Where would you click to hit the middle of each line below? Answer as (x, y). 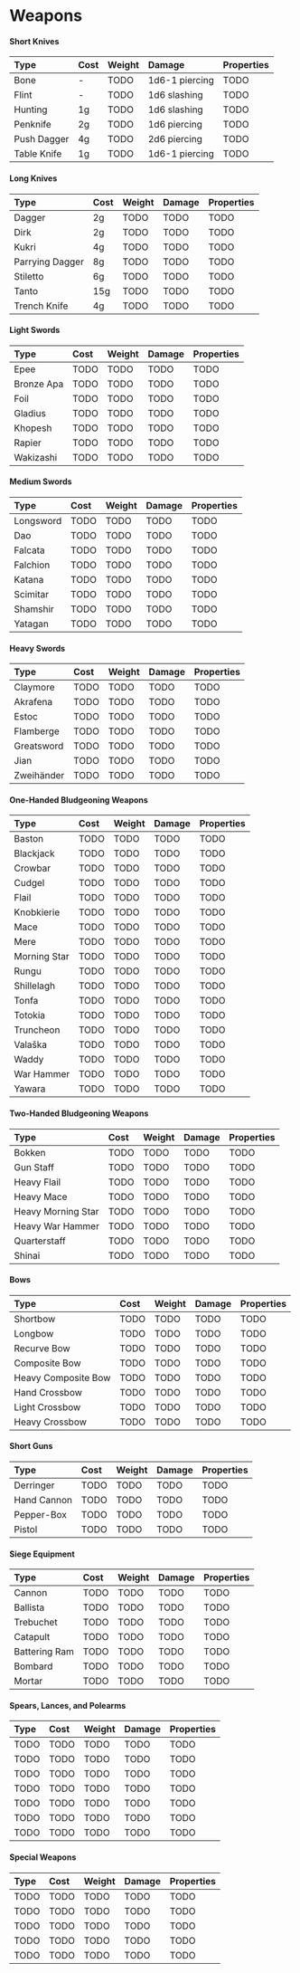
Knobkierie (37, 912)
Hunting (31, 110)
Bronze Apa (39, 384)
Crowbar (33, 868)
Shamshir (34, 609)
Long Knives (33, 178)
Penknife (33, 125)
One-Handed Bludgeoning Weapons (79, 800)
